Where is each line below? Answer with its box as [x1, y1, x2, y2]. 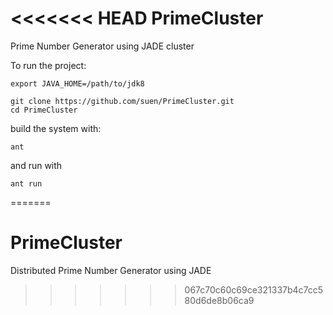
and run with [10, 159, 63, 171]
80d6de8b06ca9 [184, 294, 255, 306]
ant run [10, 178, 43, 189]
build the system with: [10, 122, 102, 134]
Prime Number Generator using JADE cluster [10, 40, 195, 52]
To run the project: [10, 59, 87, 71]
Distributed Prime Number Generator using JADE [10, 264, 212, 276]
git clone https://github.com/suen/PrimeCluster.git [10, 96, 235, 106]
